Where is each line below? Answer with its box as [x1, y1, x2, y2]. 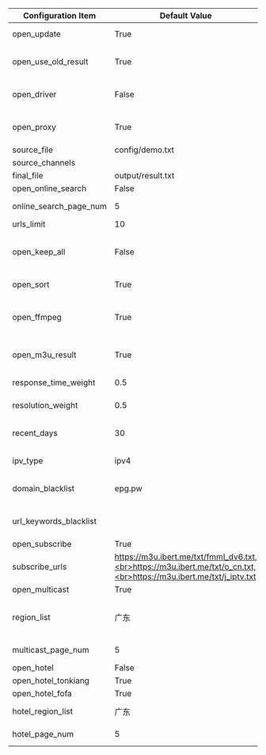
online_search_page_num [12, 201, 107, 212]
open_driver [12, 89, 57, 100]
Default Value [159, 10, 212, 21]
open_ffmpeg [12, 312, 62, 322]
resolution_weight [12, 400, 78, 410]
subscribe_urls [12, 562, 67, 572]
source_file [12, 144, 54, 155]
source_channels [12, 158, 76, 168]
